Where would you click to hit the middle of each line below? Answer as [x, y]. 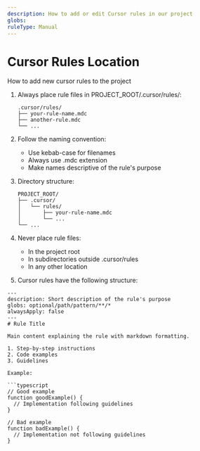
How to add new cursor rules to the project [69, 81]
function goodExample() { [45, 398]
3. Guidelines [28, 361]
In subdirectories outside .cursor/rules [83, 259]
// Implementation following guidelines [73, 404]
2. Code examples [33, 355]
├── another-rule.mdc [49, 120]
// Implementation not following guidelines [80, 435]
